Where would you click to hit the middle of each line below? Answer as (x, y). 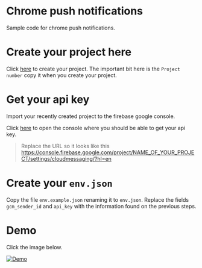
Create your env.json (59, 183)
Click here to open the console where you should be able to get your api (96, 128)
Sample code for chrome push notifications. (61, 28)
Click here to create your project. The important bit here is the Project (93, 69)
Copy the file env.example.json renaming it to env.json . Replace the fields (97, 199)
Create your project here (69, 52)
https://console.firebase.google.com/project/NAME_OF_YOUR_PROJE (108, 152)
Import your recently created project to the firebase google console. (91, 116)
